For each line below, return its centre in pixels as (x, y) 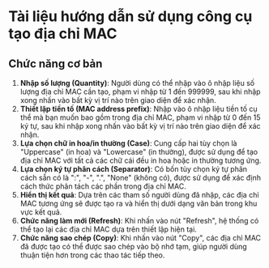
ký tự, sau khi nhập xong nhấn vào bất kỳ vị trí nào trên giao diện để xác (140, 126)
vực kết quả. (41, 212)
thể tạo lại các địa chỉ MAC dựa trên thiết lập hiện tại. (108, 229)
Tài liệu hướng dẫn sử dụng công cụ (130, 17)
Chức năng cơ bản (56, 64)
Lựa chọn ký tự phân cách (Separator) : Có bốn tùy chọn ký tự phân (134, 169)
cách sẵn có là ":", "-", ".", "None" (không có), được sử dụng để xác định (141, 178)
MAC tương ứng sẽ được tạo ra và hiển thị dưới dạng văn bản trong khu (139, 203)
